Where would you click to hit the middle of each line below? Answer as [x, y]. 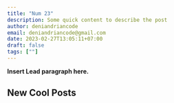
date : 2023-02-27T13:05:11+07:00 [55, 39]
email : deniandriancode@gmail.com [57, 33]
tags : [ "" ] [23, 52]
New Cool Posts [42, 93]
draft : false [26, 45]
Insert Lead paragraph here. [48, 71]
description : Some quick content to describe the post [87, 20]
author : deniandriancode [43, 26]
